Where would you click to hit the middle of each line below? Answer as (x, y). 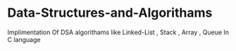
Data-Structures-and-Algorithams (110, 13)
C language (24, 39)
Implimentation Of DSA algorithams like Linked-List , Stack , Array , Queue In (118, 32)
